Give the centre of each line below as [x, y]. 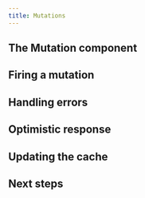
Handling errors [48, 102]
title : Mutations [37, 16]
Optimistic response [60, 130]
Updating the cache [58, 156]
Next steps [36, 183]
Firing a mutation [51, 75]
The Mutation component [73, 48]
